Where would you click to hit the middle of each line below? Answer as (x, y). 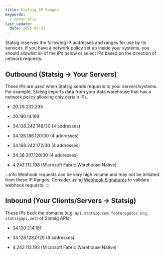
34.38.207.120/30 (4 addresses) (45, 155)
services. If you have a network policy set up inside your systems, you (77, 48)
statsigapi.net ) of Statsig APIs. (38, 218)
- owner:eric (23, 19)
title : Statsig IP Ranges (32, 10)
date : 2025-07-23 (28, 28)
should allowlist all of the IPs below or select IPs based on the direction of (81, 53)
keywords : (15, 14)
